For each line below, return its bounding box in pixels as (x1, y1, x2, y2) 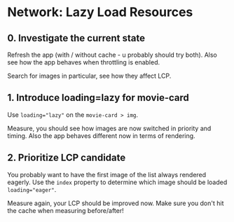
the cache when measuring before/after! (7, 206, 124, 214)
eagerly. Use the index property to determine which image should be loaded (7, 178, 228, 186)
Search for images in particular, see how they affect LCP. (7, 71, 172, 80)
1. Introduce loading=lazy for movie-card (7, 92, 189, 104)
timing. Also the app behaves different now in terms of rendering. (7, 131, 195, 140)
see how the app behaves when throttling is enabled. (7, 58, 160, 67)
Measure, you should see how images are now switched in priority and (7, 124, 212, 132)
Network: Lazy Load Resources (7, 4, 193, 20)
